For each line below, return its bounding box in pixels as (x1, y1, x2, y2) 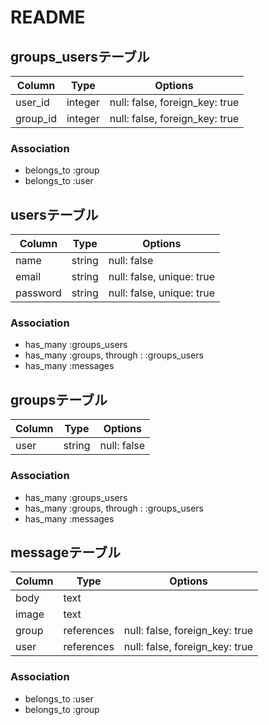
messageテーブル (10, 544, 121, 561)
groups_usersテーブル (10, 48, 150, 65)
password (15, 286, 62, 300)
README (10, 6, 86, 29)
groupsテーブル (10, 391, 108, 408)
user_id (15, 96, 50, 109)
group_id (15, 112, 57, 125)
